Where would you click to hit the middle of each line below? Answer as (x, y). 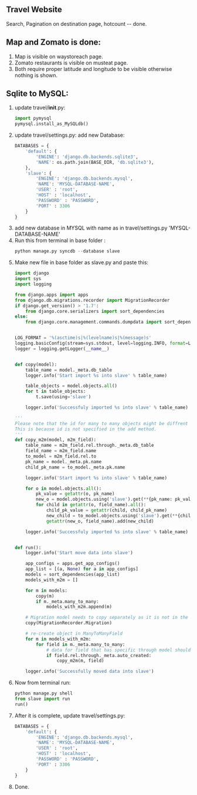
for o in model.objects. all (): (64, 489)
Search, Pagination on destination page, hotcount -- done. (77, 23)
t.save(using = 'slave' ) (64, 397)
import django (32, 273)
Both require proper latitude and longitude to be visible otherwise (93, 69)
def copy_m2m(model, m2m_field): (55, 440)
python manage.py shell (44, 693)
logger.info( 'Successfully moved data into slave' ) (90, 672)
